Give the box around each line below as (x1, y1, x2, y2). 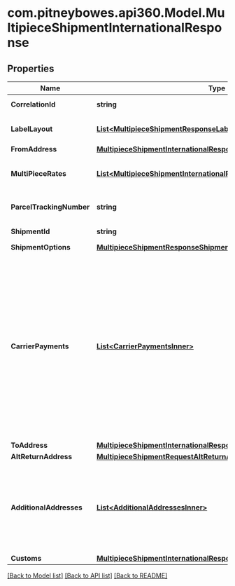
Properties (7, 62, 55, 74)
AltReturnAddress (10, 452, 72, 461)
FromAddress (10, 144, 57, 154)
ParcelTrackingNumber (10, 202, 90, 212)
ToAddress (10, 440, 48, 450)
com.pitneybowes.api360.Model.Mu (7, 5, 225, 21)
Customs (10, 554, 42, 563)
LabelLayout (10, 124, 53, 134)
